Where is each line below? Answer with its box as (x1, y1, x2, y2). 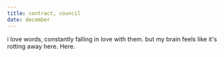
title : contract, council (7, 9, 81, 17)
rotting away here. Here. (7, 42, 75, 50)
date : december (7, 16, 51, 23)
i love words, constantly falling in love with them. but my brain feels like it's (7, 35, 217, 43)
